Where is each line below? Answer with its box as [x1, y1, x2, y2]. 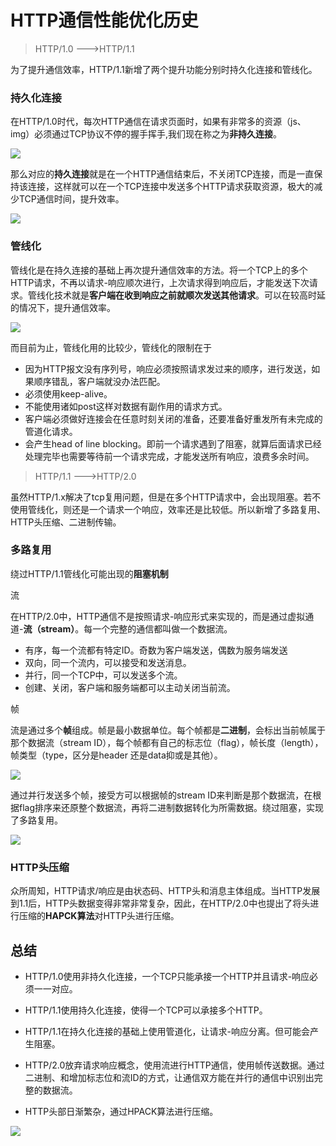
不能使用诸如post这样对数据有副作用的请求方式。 [24, 400, 228, 412]
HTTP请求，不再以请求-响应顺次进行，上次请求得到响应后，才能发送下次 [10, 276, 310, 288]
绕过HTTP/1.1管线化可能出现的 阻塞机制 [10, 567, 169, 580]
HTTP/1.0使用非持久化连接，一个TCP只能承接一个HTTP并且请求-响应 [24, 970, 310, 982]
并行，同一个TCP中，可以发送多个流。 [24, 669, 183, 681]
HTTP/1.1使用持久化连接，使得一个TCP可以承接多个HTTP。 [24, 1004, 268, 1016]
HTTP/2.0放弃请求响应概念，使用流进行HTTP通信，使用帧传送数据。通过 [24, 1059, 325, 1071]
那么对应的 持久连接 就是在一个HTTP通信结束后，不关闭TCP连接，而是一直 [10, 168, 315, 180]
